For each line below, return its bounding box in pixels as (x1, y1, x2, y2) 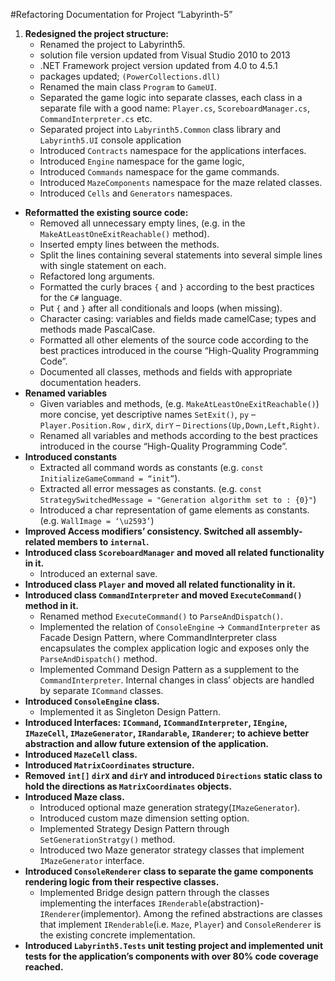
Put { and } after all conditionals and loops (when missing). (39, 302, 283, 314)
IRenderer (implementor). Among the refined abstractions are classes (39, 908, 323, 919)
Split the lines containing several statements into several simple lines (39, 249, 323, 261)
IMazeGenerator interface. (39, 855, 145, 866)
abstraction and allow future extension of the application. (24, 738, 270, 749)
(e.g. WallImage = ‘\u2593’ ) (39, 515, 155, 526)
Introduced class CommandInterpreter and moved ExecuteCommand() (24, 589, 303, 601)
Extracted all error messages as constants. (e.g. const (39, 483, 263, 494)
